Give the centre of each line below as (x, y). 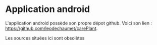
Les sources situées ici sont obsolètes (45, 38)
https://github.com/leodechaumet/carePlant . (51, 28)
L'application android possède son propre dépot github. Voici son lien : (79, 23)
